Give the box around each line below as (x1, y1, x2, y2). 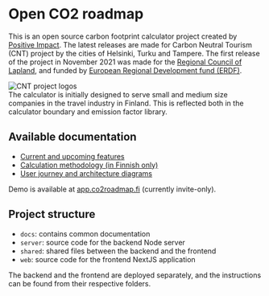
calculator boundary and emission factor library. (8, 106, 168, 117)
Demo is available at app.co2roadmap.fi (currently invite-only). (8, 184, 217, 194)
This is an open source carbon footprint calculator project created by (8, 31, 238, 41)
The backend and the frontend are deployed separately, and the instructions (8, 270, 262, 280)
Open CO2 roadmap (8, 5, 144, 23)
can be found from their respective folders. (8, 278, 151, 288)
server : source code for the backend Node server (19, 237, 185, 247)
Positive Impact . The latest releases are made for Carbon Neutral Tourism (8, 39, 252, 49)
